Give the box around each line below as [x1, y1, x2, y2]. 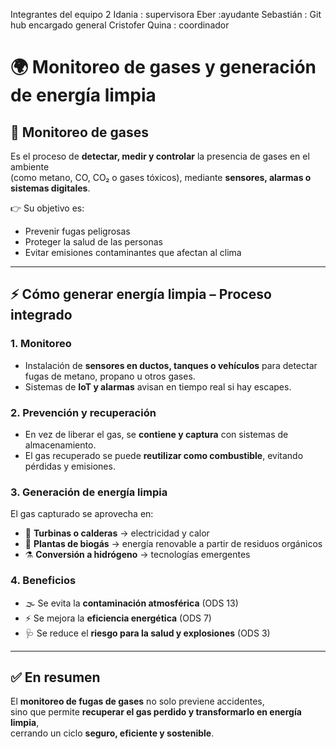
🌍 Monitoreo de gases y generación [10, 56, 317, 79]
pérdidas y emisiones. [24, 460, 116, 472]
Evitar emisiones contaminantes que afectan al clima [24, 247, 242, 258]
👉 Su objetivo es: [10, 202, 85, 214]
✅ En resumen [10, 669, 101, 686]
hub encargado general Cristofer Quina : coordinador [10, 19, 230, 31]
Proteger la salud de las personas [24, 236, 163, 248]
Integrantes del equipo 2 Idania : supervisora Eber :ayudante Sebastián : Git [10, 9, 322, 20]
